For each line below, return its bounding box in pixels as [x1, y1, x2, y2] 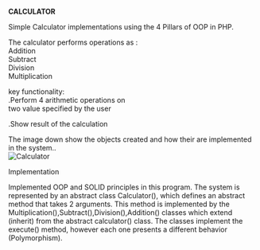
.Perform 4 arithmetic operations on [8, 96, 126, 104]
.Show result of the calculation [8, 119, 108, 128]
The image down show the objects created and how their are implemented [8, 135, 252, 144]
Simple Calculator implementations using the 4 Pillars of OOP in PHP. [8, 22, 235, 31]
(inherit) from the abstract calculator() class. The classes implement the [8, 217, 243, 225]
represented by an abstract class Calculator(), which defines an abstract [8, 191, 245, 200]
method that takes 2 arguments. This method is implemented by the [8, 199, 231, 209]
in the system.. [8, 143, 57, 152]
